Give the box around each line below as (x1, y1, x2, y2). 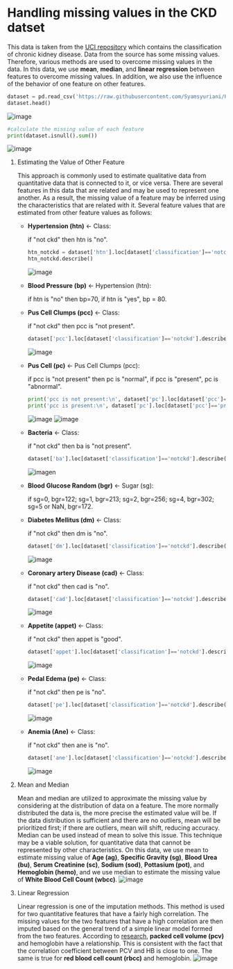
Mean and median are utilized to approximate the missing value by (17, 794, 207, 803)
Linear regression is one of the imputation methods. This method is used (17, 902, 225, 911)
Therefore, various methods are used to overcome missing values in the (7, 57, 213, 65)
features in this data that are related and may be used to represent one (17, 186, 220, 195)
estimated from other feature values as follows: (17, 209, 153, 217)
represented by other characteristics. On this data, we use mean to (17, 846, 209, 854)
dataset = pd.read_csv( (7, 93, 76, 100)
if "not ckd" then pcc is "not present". (27, 322, 135, 330)
